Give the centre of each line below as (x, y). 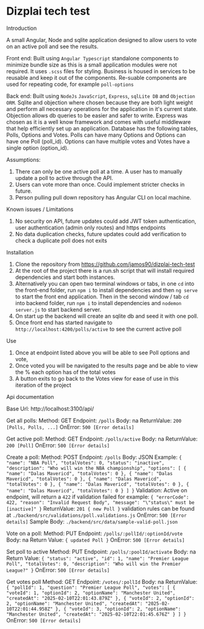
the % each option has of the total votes (65, 372)
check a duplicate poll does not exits (61, 240)
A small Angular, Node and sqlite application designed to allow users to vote (101, 40)
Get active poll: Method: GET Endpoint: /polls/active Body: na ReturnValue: (102, 439)
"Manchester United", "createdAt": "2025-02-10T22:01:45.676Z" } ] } (97, 614)
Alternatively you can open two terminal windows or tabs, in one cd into (105, 283)
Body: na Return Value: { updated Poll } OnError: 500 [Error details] (96, 540)
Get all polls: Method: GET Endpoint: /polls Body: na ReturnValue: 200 (94, 420)
